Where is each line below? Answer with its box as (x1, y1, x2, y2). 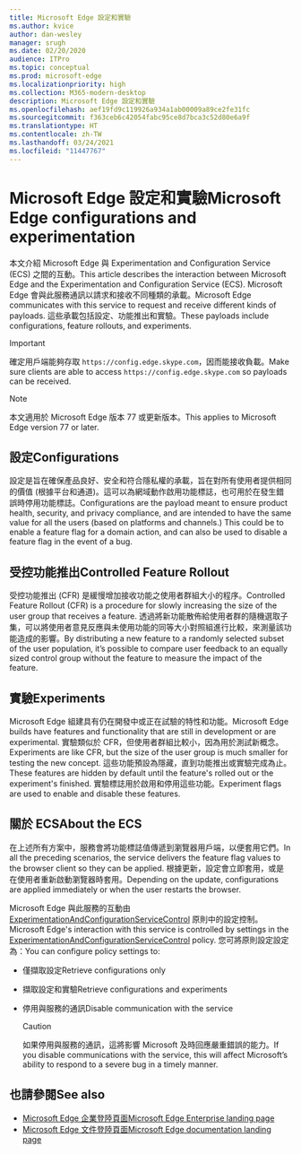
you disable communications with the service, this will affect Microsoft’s (21, 1049, 288, 1060)
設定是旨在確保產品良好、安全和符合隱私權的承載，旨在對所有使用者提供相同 (9, 475, 292, 486)
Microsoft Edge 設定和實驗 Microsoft (9, 187, 281, 208)
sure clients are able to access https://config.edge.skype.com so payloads (9, 366, 288, 377)
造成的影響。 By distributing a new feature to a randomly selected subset (16, 633, 285, 644)
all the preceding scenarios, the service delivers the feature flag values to (9, 852, 281, 863)
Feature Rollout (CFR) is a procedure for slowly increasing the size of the (9, 600, 278, 611)
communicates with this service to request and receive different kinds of (9, 299, 277, 310)
